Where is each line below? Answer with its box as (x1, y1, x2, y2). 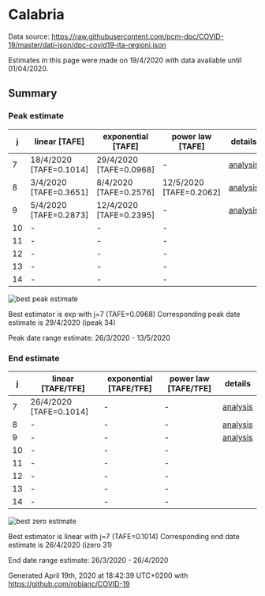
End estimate (8, 353, 60, 364)
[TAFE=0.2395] (95, 209, 155, 221)
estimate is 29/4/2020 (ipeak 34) (8, 318, 116, 327)
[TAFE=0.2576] (95, 187, 155, 198)
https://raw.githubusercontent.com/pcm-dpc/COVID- (50, 32, 225, 41)
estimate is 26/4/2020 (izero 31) (8, 540, 113, 549)
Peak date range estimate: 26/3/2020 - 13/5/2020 (8, 333, 171, 342)
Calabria (8, 6, 65, 24)
